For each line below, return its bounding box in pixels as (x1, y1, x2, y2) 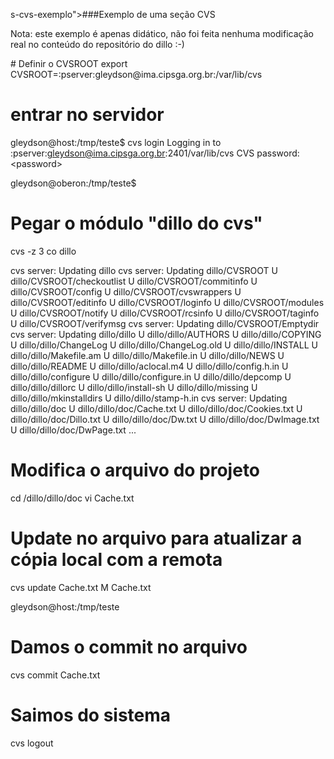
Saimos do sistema (10, 704, 172, 726)
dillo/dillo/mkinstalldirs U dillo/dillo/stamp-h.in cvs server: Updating (10, 392, 288, 404)
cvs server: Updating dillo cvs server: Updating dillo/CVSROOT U (10, 264, 278, 276)
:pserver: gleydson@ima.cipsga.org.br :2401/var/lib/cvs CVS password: (10, 147, 300, 159)
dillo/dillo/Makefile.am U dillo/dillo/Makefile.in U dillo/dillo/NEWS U (10, 349, 285, 361)
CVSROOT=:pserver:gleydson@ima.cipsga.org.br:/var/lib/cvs (10, 69, 263, 80)
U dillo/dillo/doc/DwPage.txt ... (10, 424, 137, 436)
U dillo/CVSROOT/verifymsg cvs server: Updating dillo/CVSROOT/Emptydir (10, 317, 320, 329)
